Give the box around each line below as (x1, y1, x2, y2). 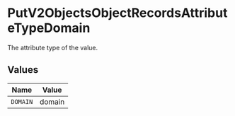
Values (7, 64, 39, 76)
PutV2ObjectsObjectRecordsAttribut (7, 5, 228, 21)
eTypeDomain (7, 20, 91, 36)
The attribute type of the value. (7, 43, 98, 52)
